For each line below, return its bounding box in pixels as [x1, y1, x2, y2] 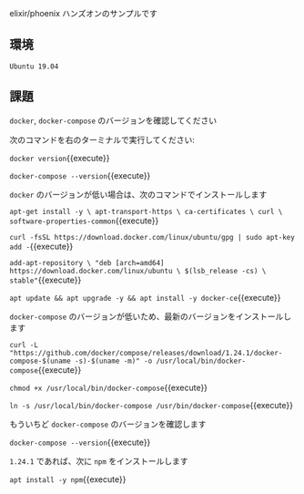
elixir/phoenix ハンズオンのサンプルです [9, 8, 157, 18]
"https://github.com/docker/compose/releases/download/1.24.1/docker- [9, 348, 283, 357]
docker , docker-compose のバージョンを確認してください [9, 115, 217, 126]
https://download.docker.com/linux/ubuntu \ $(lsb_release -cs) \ [9, 266, 267, 275]
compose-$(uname [9, 356, 71, 365]
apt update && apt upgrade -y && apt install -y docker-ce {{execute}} [9, 292, 281, 303]
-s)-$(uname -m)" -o [74, 356, 153, 365]
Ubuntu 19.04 [9, 62, 59, 71]
